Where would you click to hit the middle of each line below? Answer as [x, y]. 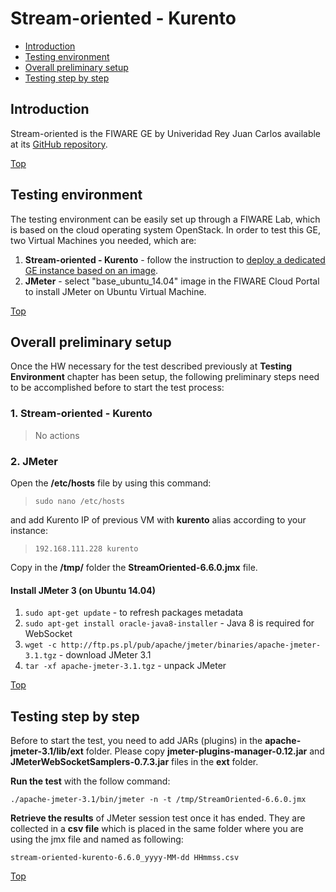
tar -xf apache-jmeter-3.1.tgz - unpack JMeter [125, 666]
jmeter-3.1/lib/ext [47, 751]
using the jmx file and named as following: [97, 839]
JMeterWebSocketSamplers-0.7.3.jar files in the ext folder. [134, 761]
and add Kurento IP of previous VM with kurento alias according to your [158, 519]
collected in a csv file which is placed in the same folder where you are [157, 828]
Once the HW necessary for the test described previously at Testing [151, 366]
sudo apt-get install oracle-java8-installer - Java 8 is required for [169, 623]
